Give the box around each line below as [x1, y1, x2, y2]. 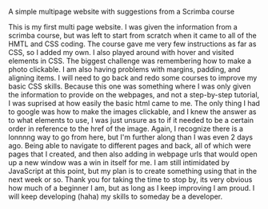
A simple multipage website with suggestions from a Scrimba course [8, 7, 234, 16]
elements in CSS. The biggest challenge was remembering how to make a [8, 56, 252, 65]
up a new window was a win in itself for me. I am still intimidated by [8, 158, 230, 167]
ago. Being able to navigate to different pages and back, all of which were [8, 141, 252, 150]
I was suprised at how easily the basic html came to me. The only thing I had [8, 99, 260, 108]
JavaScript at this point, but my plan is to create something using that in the [8, 167, 258, 175]
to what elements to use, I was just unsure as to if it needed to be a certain [8, 116, 254, 124]
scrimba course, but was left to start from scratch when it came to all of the [8, 31, 258, 40]
